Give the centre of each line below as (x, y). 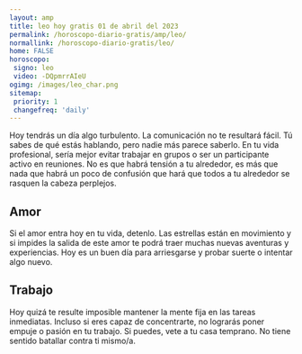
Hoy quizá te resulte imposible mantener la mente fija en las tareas (133, 312)
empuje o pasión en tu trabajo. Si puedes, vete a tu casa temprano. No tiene (150, 331)
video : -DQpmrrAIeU (50, 77)
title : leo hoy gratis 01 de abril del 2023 (94, 26)
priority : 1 (36, 101)
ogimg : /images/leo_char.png (64, 85)
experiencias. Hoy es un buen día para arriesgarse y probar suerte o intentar (151, 252)
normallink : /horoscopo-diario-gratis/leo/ (92, 43)
